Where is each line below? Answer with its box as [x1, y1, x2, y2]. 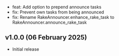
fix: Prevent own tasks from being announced [12, 9, 104, 15]
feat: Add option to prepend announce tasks [12, 4, 102, 10]
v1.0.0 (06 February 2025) [5, 33, 87, 42]
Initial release [12, 46, 39, 52]
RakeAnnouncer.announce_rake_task [12, 19, 87, 25]
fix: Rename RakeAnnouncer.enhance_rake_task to [12, 14, 115, 20]
